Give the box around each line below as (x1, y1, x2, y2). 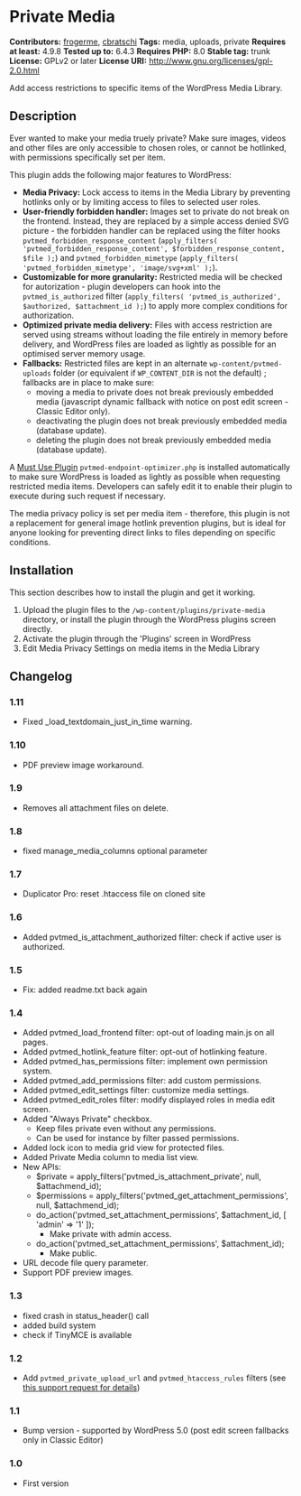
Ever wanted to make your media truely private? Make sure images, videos (9, 133, 287, 144)
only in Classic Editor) (22, 1435, 104, 1445)
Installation (9, 562, 74, 579)
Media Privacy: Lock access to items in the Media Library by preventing (22, 187, 291, 198)
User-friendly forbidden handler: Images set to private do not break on (22, 206, 290, 217)
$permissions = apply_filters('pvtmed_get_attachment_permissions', (35, 1190, 288, 1202)
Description (9, 108, 77, 124)
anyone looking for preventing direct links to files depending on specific (9, 526, 277, 538)
